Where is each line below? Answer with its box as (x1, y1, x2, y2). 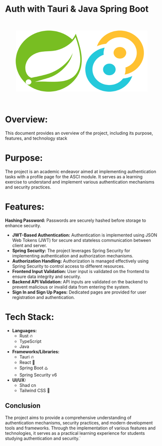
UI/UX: (12, 377, 26, 383)
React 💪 (19, 359, 36, 365)
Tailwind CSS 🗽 (19, 387, 50, 393)
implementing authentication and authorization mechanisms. (12, 253, 134, 258)
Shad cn (19, 382, 36, 388)
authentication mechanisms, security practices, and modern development (5, 420, 153, 425)
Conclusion (5, 402, 41, 410)
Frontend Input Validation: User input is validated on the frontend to (12, 268, 149, 274)
